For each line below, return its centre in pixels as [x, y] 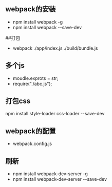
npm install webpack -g [38, 22]
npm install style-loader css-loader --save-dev [55, 114]
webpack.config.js [32, 144]
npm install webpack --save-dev [47, 27]
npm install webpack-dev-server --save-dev [60, 179]
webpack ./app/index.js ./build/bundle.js [55, 48]
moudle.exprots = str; [35, 78]
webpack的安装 [31, 9]
